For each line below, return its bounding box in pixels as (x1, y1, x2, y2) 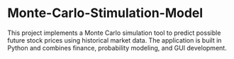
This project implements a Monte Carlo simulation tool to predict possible (7, 28, 221, 37)
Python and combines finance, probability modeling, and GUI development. (7, 43, 227, 52)
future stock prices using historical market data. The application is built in (7, 36, 222, 44)
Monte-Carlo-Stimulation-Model (7, 5, 204, 21)
